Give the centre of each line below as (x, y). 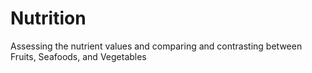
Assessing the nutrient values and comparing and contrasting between (156, 46)
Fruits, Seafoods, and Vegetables (78, 56)
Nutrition (48, 18)
